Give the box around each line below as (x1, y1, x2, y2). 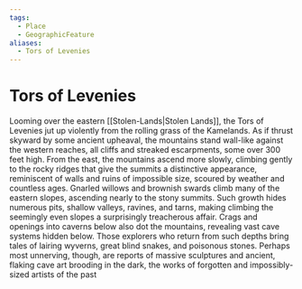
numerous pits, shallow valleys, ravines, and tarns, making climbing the (9, 202, 274, 213)
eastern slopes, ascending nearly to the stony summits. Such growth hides (9, 192, 287, 203)
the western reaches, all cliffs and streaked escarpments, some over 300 (9, 144, 281, 155)
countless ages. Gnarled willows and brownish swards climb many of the (9, 182, 280, 194)
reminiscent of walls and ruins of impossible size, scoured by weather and (9, 173, 285, 184)
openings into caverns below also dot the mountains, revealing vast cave (9, 221, 280, 232)
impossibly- (249, 259, 294, 271)
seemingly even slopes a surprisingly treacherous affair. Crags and (9, 211, 259, 222)
